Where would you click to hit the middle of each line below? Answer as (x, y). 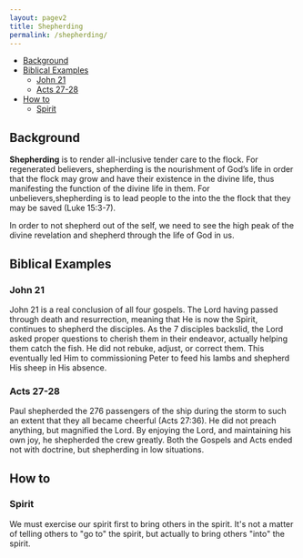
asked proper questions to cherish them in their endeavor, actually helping (149, 339)
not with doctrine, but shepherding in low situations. (107, 450)
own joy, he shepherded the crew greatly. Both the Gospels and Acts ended (151, 440)
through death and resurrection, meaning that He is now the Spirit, (134, 319)
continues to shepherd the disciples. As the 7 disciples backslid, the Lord (146, 329)
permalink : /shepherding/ (58, 35)
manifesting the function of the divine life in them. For (110, 188)
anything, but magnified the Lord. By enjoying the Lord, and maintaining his (150, 431)
